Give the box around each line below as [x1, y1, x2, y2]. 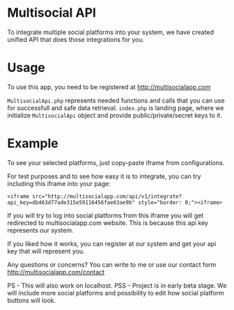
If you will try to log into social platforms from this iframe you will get [7, 211, 204, 219]
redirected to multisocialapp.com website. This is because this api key [7, 218, 209, 227]
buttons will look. [7, 296, 56, 304]
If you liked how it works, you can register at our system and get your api [7, 239, 217, 248]
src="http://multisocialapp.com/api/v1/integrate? [32, 193, 182, 200]
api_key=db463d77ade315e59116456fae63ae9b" [7, 199, 136, 206]
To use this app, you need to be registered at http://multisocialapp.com [7, 82, 211, 91]
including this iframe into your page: [7, 179, 111, 187]
